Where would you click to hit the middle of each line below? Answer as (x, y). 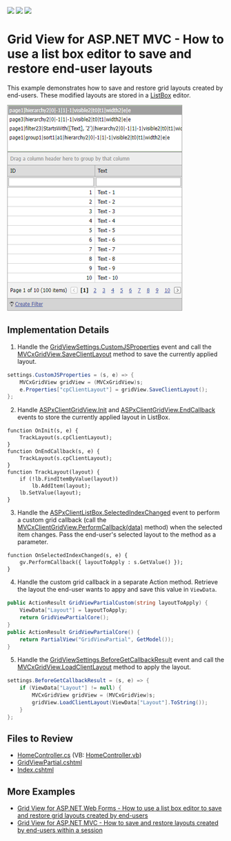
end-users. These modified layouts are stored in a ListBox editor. (99, 95)
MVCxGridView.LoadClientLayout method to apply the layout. (104, 667)
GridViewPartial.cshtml (50, 762)
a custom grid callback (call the (62, 520)
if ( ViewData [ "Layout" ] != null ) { (71, 688)
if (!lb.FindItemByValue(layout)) (69, 479)
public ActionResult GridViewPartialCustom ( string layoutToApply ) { (108, 603)
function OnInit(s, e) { (43, 431)
